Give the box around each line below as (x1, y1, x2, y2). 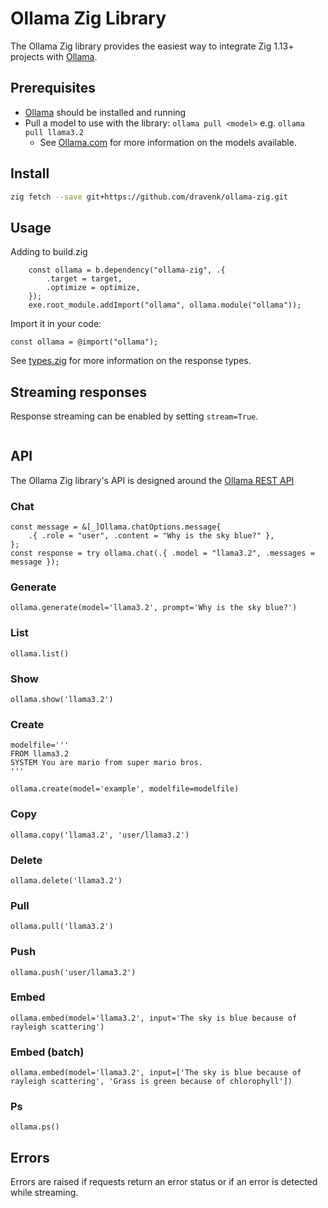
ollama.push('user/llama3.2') (10, 967, 137, 977)
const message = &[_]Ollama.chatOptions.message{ (10, 522, 222, 532)
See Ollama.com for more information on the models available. (39, 136, 297, 148)
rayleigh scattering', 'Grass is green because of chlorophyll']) (10, 1077, 293, 1087)
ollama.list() (10, 648, 70, 659)
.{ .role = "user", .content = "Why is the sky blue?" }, (28, 531, 275, 541)
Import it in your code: (10, 318, 102, 330)
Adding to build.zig (10, 246, 88, 258)
